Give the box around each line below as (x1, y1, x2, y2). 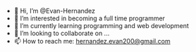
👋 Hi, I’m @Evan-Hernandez (13, 7, 96, 15)
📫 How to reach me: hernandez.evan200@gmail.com (13, 37, 171, 45)
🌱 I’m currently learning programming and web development (13, 22, 189, 30)
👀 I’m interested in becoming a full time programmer (13, 14, 166, 22)
